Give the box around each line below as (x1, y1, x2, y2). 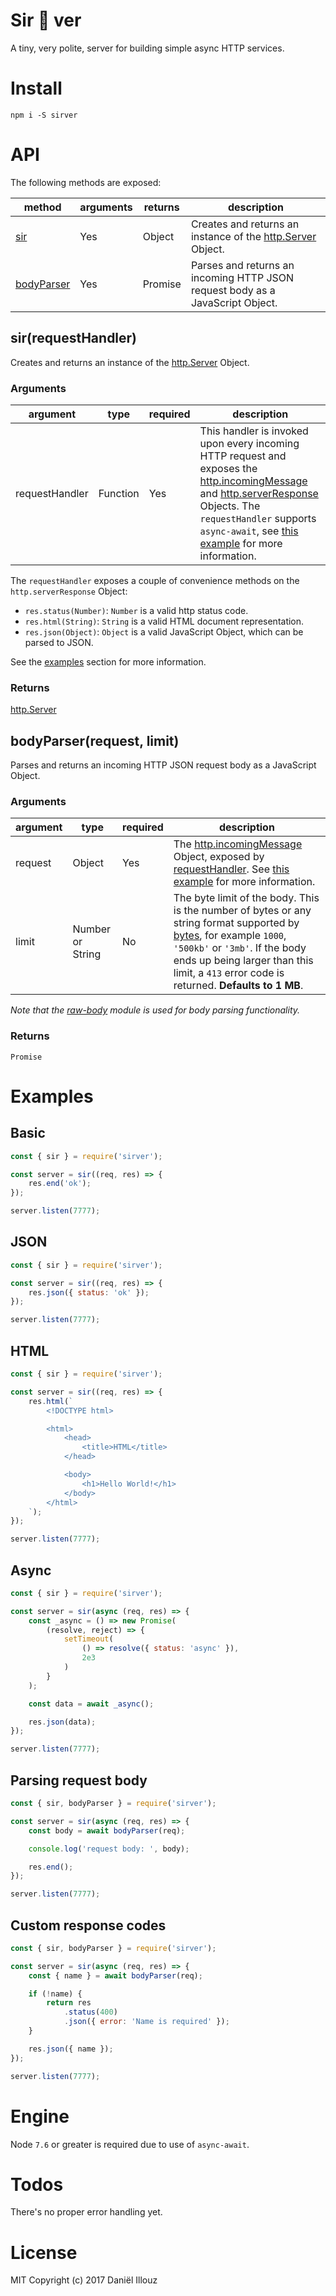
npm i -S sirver (10, 110, 78, 120)
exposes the (199, 461, 258, 475)
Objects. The (199, 499, 261, 513)
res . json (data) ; (28, 1717, 97, 1727)
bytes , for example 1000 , (173, 929, 287, 943)
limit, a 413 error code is (173, 966, 285, 980)
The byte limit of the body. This (173, 891, 320, 905)
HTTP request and (199, 449, 287, 463)
